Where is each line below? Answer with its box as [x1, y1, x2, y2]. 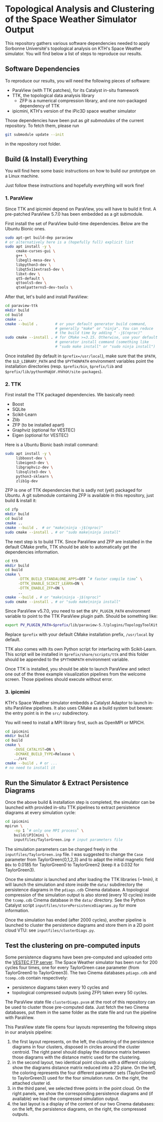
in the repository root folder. [5, 141, 61, 147]
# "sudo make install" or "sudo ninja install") [55, 344, 156, 349]
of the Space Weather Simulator [5, 14, 137, 25]
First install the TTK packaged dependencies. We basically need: [5, 392, 135, 398]
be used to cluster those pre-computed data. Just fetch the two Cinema [5, 1004, 149, 1010]
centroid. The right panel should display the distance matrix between [12, 1049, 150, 1055]
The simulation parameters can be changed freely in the [5, 846, 118, 852]
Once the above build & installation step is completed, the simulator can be [5, 799, 155, 805]
